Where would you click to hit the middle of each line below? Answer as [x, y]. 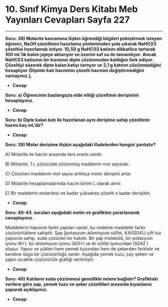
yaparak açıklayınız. [26, 289]
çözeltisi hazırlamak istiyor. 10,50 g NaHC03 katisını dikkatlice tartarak [80, 49]
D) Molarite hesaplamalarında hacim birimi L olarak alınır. [63, 183]
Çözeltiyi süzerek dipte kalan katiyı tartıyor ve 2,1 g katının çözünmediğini [83, 65]
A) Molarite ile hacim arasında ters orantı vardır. [54, 154]
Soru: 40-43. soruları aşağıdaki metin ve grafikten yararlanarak [72, 212]
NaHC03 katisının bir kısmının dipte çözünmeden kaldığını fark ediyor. [79, 60]
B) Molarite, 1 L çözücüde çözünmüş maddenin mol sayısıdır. [67, 164]
